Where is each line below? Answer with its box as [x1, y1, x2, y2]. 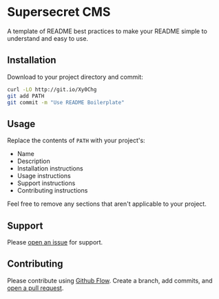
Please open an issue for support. [7, 238, 103, 246]
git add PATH [7, 93, 45, 99]
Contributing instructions [17, 186, 88, 195]
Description [17, 157, 50, 166]
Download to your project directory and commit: [7, 73, 143, 81]
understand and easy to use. [7, 34, 88, 42]
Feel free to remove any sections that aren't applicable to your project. [7, 200, 207, 208]
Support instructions [17, 179, 76, 187]
